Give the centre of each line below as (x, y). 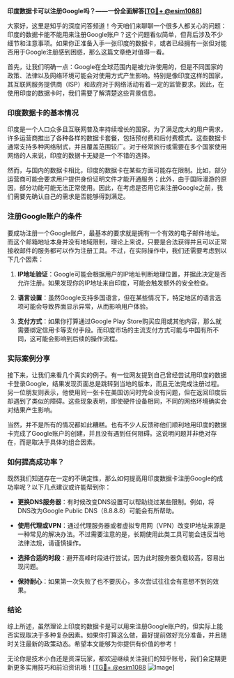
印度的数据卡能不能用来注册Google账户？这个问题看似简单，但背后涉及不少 (115, 35)
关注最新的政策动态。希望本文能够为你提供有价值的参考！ (95, 644)
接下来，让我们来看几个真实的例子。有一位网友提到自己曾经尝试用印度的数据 (117, 375)
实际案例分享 (29, 358)
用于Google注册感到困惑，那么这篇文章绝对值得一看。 (91, 52)
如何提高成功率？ (36, 462)
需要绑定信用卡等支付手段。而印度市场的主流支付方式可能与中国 (109, 330)
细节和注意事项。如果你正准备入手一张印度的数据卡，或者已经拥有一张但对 (114, 43)
